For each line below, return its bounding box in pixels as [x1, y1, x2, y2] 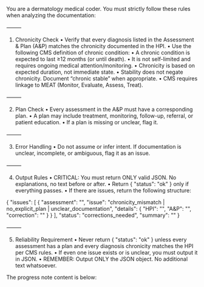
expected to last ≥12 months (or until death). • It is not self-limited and [15, 55, 191, 63]
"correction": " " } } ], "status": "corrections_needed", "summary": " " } [6, 211, 180, 219]
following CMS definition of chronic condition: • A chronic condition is [15, 49, 190, 56]
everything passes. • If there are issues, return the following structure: [15, 187, 191, 194]
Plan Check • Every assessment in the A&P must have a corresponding [15, 106, 193, 113]
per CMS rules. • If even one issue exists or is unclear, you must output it [15, 249, 198, 256]
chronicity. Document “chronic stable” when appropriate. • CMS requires [15, 75, 198, 82]
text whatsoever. [15, 262, 57, 269]
